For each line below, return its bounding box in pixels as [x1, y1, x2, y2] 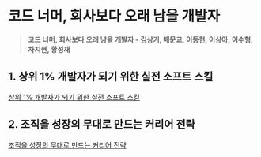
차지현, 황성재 [27, 44, 70, 54]
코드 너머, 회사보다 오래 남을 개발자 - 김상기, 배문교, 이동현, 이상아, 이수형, [27, 35, 253, 44]
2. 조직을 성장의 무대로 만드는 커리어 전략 [8, 118, 195, 131]
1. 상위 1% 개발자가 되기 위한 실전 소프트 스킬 [8, 70, 214, 84]
